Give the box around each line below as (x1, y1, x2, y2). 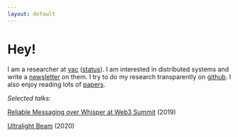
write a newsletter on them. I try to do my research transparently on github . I (7, 72, 232, 81)
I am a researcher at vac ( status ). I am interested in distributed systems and (7, 65, 229, 73)
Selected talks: (7, 93, 51, 102)
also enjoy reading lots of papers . (7, 80, 105, 88)
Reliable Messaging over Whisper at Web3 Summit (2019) (7, 108, 177, 116)
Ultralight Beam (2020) (7, 121, 75, 130)
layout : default (7, 10, 56, 18)
